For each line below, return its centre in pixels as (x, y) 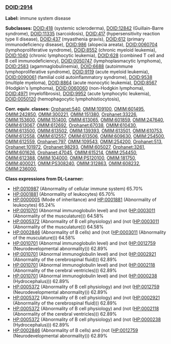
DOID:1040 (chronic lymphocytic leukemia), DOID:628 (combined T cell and (85, 55)
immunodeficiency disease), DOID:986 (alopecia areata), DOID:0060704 (81, 45)
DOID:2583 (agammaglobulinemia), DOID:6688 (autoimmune (69, 66)
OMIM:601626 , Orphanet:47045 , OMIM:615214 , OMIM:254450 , (71, 153)
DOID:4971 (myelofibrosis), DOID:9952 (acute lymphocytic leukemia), (78, 94)
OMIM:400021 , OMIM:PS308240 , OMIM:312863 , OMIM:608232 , (73, 164)
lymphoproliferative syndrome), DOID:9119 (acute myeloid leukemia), (77, 72)
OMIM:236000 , (21, 169)
